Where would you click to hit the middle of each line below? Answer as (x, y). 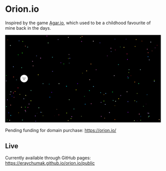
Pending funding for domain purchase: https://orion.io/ (61, 130)
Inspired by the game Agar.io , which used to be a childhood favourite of (78, 23)
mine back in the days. (28, 28)
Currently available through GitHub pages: (48, 158)
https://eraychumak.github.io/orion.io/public (50, 163)
